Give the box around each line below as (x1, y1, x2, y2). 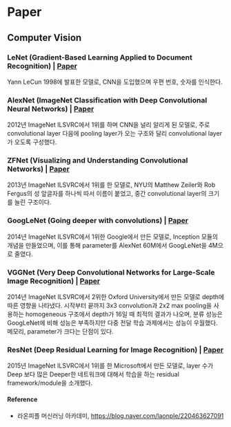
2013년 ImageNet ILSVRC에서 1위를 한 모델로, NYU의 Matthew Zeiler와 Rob (7, 181, 216, 189)
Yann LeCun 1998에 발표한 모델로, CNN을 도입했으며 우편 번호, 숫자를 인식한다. (7, 78, 223, 86)
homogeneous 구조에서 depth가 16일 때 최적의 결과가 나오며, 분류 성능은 (25, 310, 223, 318)
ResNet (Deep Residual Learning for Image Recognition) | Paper (7, 345, 224, 354)
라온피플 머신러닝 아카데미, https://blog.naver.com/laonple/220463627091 (17, 411, 224, 419)
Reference (7, 395, 38, 403)
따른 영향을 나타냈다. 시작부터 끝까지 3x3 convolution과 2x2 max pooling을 (7, 302, 212, 310)
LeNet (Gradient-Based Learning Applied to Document (7, 53, 193, 62)
